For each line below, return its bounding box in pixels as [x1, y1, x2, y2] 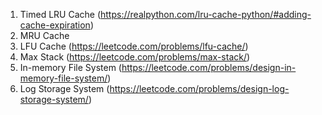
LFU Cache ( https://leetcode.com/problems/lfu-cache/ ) [19, 40, 249, 52]
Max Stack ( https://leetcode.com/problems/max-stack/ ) [19, 51, 251, 63]
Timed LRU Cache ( [19, 9, 102, 20]
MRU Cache [19, 30, 70, 41]
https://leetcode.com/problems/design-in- [121, 62, 297, 73]
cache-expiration [19, 19, 91, 31]
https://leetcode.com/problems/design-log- [109, 83, 290, 94]
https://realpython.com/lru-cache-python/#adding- [100, 9, 312, 20]
